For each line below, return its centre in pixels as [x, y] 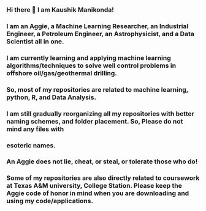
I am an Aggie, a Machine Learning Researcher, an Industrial [97, 26]
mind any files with [35, 129]
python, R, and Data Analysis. [51, 97]
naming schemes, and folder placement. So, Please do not [95, 121]
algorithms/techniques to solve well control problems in [91, 65]
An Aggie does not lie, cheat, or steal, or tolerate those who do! [102, 161]
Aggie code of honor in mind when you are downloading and [98, 193]
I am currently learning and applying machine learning [89, 57]
